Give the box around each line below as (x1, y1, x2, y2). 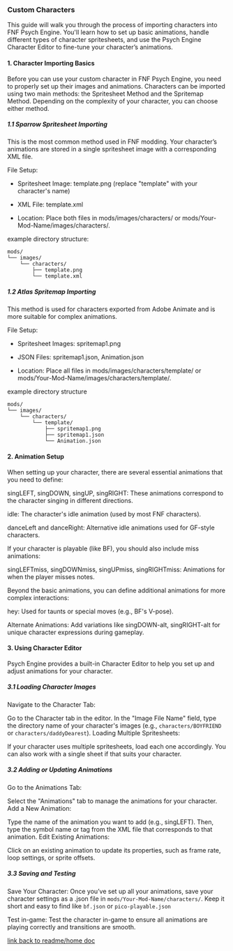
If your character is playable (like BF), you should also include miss (7, 544, 200, 553)
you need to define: (7, 475, 63, 484)
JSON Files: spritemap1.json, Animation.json (17, 353, 144, 361)
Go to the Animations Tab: (7, 783, 82, 791)
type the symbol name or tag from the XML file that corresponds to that (7, 825, 213, 833)
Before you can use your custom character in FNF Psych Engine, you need (7, 75, 222, 83)
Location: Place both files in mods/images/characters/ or (17, 214, 181, 223)
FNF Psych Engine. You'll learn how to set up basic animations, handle (7, 28, 209, 36)
